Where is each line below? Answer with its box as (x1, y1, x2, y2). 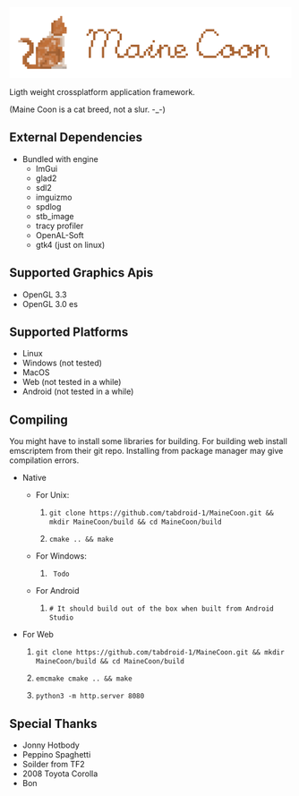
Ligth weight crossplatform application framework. (9, 87, 195, 97)
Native (21, 473, 47, 484)
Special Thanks (9, 715, 98, 732)
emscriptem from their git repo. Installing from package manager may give (9, 446, 284, 457)
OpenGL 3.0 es (21, 298, 79, 309)
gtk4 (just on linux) (35, 239, 106, 250)
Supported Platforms (9, 325, 129, 340)
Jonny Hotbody (21, 740, 81, 750)
